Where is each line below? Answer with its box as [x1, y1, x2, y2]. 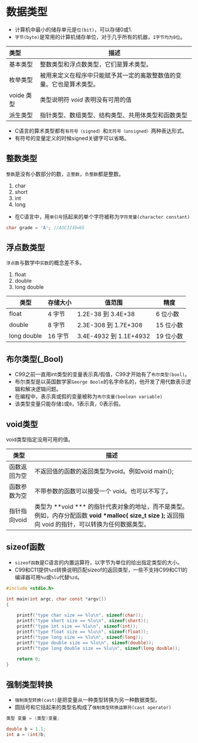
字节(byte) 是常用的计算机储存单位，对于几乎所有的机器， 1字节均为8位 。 [14, 33, 186, 40]
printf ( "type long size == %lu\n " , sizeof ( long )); [16, 634, 144, 640]
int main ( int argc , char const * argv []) [6, 596, 107, 602]
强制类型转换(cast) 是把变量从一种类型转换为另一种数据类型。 [14, 696, 161, 703]
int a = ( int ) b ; [6, 731, 46, 737]
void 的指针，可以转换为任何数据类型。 [42, 520, 150, 529]
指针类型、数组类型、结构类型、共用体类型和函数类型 [39, 111, 187, 119]
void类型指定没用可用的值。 [6, 436, 74, 443]
